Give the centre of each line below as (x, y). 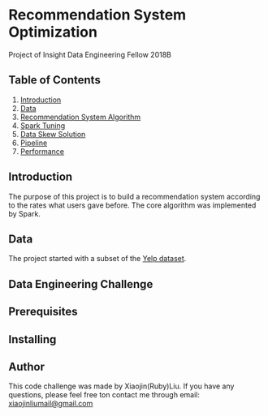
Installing (32, 339)
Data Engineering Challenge (81, 284)
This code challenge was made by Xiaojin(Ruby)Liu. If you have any (121, 386)
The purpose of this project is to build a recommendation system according (134, 196)
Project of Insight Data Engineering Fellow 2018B (90, 54)
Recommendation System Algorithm (80, 117)
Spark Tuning (43, 125)
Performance (42, 151)
